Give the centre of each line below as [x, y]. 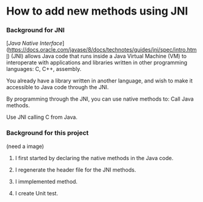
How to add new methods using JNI [97, 11]
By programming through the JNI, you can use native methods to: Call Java [100, 99]
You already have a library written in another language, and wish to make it [99, 81]
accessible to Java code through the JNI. [58, 87]
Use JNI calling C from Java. [42, 117]
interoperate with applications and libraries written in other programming [97, 62]
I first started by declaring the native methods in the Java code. [94, 158]
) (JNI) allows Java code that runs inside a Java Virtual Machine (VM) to [97, 56]
